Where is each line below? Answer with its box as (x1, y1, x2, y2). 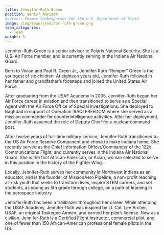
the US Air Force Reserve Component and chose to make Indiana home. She (5, 139, 159, 144)
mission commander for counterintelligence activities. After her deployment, (5, 114, 159, 119)
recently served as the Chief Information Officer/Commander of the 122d (5, 144, 152, 150)
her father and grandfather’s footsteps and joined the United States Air (5, 78, 147, 84)
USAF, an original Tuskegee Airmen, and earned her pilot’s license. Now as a (5, 210, 160, 215)
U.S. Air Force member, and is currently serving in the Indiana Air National (5, 53, 154, 59)
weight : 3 (5, 35, 25, 40)
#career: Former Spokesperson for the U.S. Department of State (5, 16, 139, 21)
